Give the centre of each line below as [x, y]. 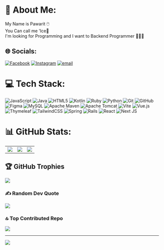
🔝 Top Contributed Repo [34, 218]
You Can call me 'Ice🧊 [27, 31]
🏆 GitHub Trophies [35, 167]
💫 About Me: [31, 10]
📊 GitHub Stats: [38, 132]
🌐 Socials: [21, 52]
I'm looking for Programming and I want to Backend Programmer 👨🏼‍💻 [75, 36]
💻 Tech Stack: [35, 84]
